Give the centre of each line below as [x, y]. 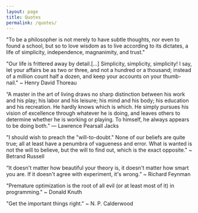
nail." [12, 83]
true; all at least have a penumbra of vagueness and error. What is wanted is [99, 144]
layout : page [22, 12]
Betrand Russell [25, 156]
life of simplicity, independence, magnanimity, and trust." [76, 52]
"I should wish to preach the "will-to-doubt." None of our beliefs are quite [96, 137]
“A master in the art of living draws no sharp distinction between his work [96, 94]
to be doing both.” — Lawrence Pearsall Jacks [63, 126]
